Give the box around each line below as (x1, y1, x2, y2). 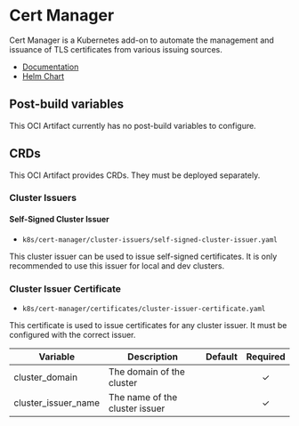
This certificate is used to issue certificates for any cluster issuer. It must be (9, 319, 287, 330)
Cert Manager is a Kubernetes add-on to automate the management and (9, 35, 274, 45)
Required (246, 350, 286, 363)
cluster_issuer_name (13, 397, 101, 409)
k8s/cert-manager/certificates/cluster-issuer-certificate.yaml (21, 304, 266, 313)
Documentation (21, 61, 79, 72)
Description (127, 350, 179, 363)
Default (206, 350, 238, 363)
